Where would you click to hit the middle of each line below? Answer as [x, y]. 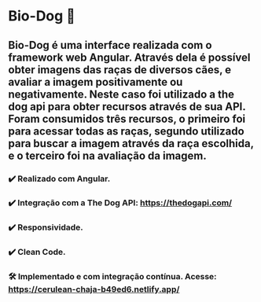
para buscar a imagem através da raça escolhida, [131, 144]
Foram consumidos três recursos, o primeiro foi [127, 118]
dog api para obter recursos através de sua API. [127, 107]
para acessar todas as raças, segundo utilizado [127, 131]
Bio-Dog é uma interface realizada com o [110, 45]
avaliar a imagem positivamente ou [96, 82]
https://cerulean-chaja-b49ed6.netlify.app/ [94, 289]
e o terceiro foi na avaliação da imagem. [107, 155]
